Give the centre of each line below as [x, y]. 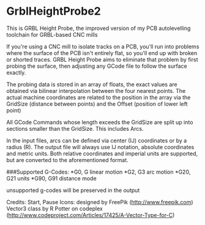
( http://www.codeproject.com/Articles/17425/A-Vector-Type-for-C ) [91, 215]
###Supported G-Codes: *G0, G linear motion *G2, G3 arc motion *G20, [99, 172]
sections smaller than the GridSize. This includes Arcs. [75, 128]
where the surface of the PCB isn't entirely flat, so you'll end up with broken [102, 53]
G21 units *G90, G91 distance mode [51, 178]
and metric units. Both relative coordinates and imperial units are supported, [102, 153]
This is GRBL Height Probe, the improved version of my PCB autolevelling [99, 28]
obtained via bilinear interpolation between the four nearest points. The [96, 90]
